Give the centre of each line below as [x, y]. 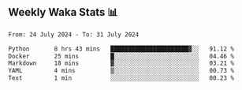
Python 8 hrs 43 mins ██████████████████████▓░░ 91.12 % [121, 49]
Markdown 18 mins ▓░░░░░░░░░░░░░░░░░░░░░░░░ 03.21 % [121, 64]
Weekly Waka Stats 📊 [63, 12]
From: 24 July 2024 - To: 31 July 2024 [74, 34]
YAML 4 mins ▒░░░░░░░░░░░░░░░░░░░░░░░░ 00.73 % [121, 71]
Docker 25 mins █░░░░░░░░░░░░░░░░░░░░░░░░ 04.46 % [121, 56]
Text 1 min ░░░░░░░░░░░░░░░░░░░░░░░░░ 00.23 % [121, 78]
